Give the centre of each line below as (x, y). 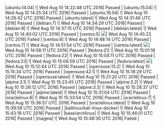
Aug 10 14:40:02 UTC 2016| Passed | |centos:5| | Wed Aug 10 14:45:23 (78, 34)
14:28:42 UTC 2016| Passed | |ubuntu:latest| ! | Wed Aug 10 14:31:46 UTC (78, 18)
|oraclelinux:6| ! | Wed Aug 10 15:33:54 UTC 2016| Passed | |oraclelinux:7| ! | (80, 97)
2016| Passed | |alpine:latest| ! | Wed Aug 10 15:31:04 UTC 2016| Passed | (78, 92)
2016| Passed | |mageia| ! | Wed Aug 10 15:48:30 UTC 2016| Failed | (72, 118)
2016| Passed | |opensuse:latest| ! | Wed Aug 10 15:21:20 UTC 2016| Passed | (81, 77)
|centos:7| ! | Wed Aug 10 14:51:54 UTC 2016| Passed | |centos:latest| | (78, 45)
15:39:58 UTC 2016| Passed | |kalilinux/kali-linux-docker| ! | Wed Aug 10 (77, 108)
